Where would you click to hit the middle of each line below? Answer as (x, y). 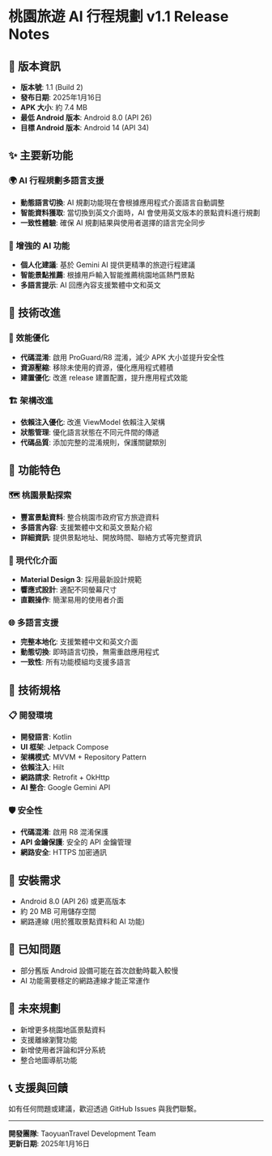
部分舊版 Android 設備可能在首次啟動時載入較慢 (99, 970)
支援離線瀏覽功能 (49, 1039)
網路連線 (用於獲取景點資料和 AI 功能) (83, 922)
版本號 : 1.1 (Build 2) (51, 87)
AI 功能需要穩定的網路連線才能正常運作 (85, 980)
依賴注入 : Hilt (42, 767)
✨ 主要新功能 (41, 156)
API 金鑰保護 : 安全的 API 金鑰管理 (76, 842)
